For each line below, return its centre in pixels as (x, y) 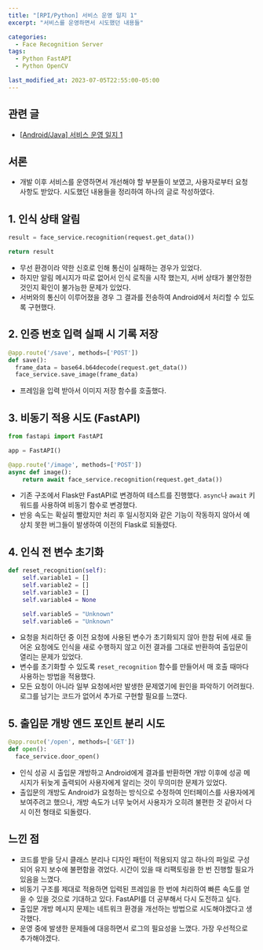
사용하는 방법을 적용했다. (57, 677)
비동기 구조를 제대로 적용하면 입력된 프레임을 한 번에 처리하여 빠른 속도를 (130, 889)
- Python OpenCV (42, 66)
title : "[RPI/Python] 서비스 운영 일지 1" (73, 15)
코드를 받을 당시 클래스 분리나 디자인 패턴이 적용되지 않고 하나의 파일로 (127, 859)
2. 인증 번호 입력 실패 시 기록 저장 (83, 334)
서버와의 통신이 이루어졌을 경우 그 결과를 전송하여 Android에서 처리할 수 (130, 297)
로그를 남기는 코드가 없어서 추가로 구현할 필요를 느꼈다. (103, 696)
